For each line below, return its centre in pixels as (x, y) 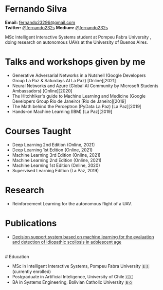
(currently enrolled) (31, 272)
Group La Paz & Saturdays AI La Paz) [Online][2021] (64, 80)
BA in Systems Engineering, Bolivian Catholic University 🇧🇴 (72, 282)
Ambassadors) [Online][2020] (42, 91)
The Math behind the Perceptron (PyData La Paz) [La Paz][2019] (77, 106)
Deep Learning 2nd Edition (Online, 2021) (54, 145)
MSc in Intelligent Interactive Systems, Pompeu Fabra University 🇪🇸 (81, 266)
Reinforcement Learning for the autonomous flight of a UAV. (72, 203)
